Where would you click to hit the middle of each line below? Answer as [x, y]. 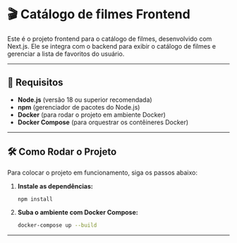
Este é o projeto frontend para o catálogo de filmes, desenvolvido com [110, 38]
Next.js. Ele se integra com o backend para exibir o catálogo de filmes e [112, 46]
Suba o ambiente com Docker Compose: [78, 213]
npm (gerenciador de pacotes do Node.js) [79, 107]
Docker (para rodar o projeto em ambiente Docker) [91, 114]
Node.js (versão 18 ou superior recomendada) [85, 100]
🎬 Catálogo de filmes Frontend [99, 14]
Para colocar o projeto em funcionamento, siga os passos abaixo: [102, 172]
